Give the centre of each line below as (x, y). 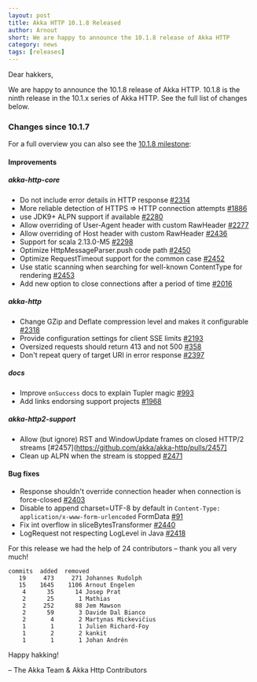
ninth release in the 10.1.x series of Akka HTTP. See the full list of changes (128, 98)
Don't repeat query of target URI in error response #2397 (112, 354)
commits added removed (49, 571)
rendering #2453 (47, 275)
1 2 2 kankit (65, 633)
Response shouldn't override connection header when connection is (130, 491)
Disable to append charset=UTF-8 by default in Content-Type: (120, 508)
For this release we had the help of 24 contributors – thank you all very (123, 548)
